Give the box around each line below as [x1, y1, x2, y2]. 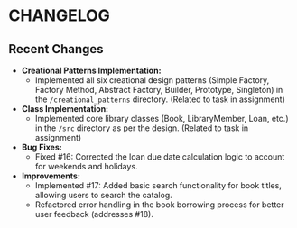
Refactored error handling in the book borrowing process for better [34, 199, 285, 210]
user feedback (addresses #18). [34, 209, 154, 219]
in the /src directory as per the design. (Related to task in [34, 123, 249, 133]
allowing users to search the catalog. [34, 190, 172, 200]
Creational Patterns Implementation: [21, 65, 162, 76]
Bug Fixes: [21, 141, 62, 152]
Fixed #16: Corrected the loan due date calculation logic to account [34, 151, 285, 162]
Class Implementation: [21, 104, 109, 114]
